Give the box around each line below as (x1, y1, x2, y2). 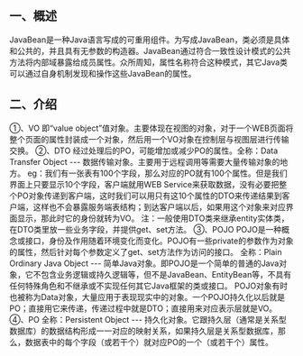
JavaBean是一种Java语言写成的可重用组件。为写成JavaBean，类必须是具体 (9, 34, 290, 45)
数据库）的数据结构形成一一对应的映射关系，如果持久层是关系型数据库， (9, 325, 278, 336)
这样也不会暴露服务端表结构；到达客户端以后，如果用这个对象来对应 (32, 201, 286, 212)
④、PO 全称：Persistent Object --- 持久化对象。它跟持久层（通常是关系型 (9, 314, 287, 324)
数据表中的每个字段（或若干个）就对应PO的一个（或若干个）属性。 (24, 336, 273, 347)
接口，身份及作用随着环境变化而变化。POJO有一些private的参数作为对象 (24, 235, 294, 246)
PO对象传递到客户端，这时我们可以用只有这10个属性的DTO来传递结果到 (16, 190, 282, 201)
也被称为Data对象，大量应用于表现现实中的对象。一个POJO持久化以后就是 (9, 291, 286, 302)
